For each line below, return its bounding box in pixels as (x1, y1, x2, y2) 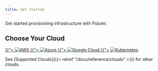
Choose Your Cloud (5, 34, 65, 43)
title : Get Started (5, 7, 45, 12)
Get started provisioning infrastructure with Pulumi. (5, 20, 107, 26)
